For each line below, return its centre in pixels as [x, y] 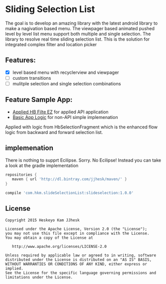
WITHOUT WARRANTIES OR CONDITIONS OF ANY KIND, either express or [76, 264]
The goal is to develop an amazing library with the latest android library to [81, 23]
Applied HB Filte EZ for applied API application [61, 112]
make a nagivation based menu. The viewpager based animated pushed [80, 28]
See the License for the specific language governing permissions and [81, 273]
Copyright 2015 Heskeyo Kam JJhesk [43, 220]
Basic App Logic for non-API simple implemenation [65, 117]
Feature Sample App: [39, 100]
